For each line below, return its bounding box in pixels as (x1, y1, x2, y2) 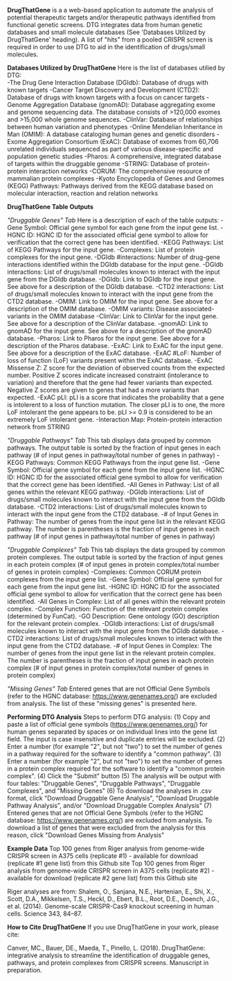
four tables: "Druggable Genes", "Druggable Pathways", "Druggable (7, 780, 201, 787)
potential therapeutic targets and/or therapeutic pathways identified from (7, 13, 216, 22)
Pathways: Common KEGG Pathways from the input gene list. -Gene (25, 459, 220, 466)
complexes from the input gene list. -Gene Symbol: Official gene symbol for (7, 575, 223, 583)
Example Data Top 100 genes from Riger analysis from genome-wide (7, 844, 205, 852)
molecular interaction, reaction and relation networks (7, 189, 158, 197)
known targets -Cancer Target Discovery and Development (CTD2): (7, 86, 200, 94)
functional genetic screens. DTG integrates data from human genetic (7, 21, 203, 28)
